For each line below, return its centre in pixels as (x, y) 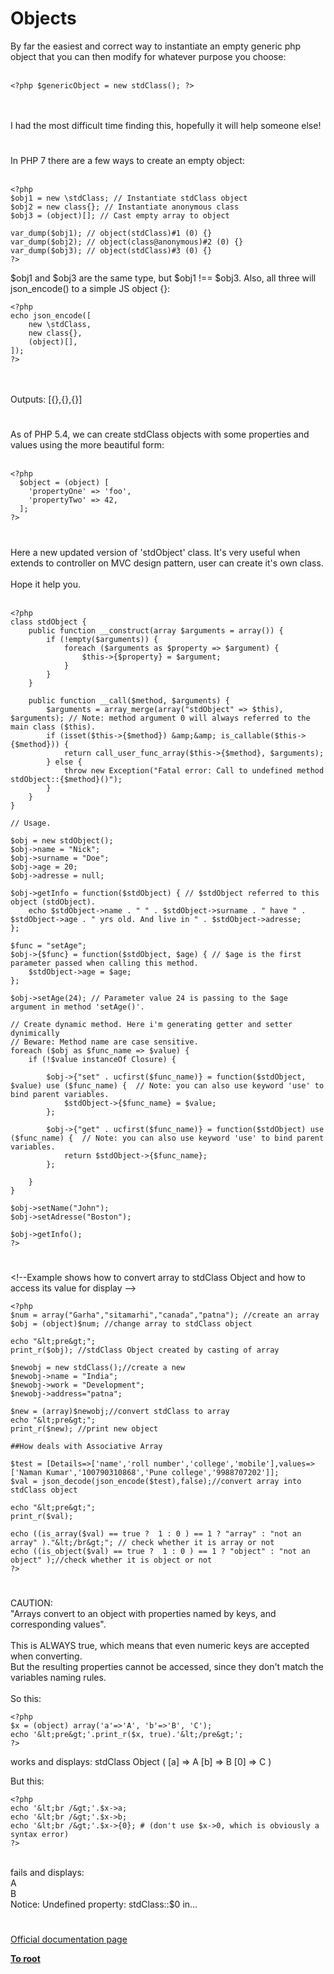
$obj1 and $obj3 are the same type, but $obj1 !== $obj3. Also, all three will (163, 278)
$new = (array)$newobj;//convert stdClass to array (120, 1411)
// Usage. (31, 823)
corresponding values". (58, 1624)
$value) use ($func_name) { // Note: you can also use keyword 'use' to (167, 1085)
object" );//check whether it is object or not (111, 1560)
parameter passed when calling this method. (104, 963)
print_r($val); (42, 1516)
